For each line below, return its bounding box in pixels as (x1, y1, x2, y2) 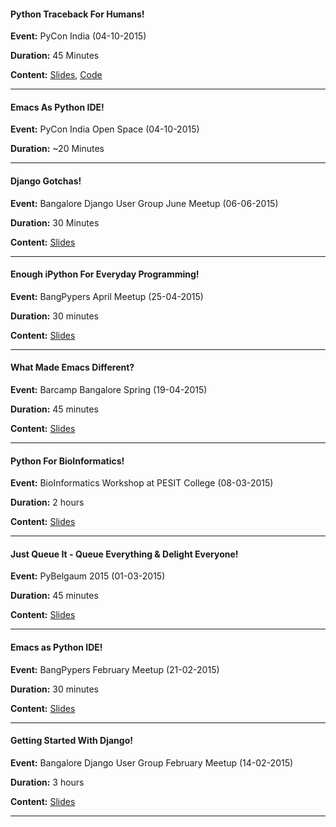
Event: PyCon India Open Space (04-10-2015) (10, 123, 200, 135)
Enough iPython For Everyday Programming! (10, 268, 200, 280)
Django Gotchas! (10, 175, 82, 187)
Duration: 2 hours (10, 496, 85, 509)
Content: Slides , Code (10, 69, 103, 81)
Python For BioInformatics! (10, 455, 125, 467)
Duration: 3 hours (10, 776, 85, 788)
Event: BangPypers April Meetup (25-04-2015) (10, 290, 204, 302)
